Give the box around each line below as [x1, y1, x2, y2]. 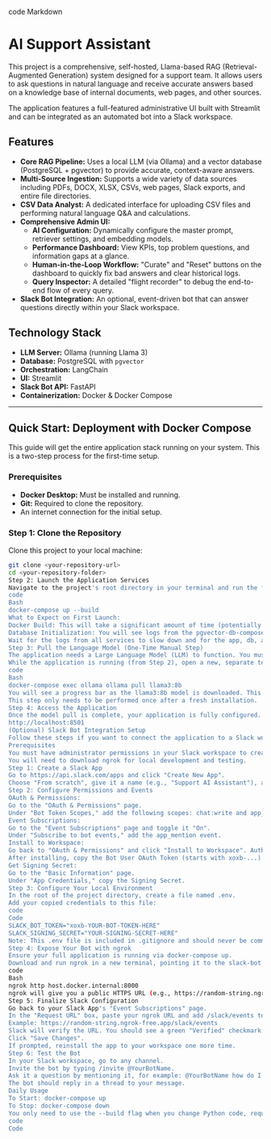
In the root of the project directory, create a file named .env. [8, 892, 236, 900]
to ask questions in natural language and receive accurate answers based [8, 78, 254, 88]
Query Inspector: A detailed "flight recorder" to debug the [31, 276, 227, 286]
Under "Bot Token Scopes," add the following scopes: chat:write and [8, 809, 248, 817]
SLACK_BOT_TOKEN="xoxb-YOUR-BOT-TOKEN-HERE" [8, 921, 161, 930]
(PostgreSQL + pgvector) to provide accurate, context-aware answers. [19, 165, 256, 174]
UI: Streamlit [19, 373, 62, 383]
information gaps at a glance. [31, 250, 130, 261]
